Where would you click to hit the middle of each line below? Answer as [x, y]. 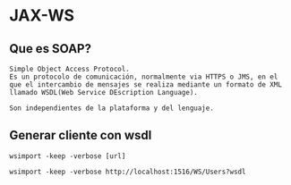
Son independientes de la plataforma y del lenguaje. [112, 108]
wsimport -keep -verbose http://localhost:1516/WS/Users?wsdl [128, 172]
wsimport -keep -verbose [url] [68, 156]
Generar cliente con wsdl [81, 135]
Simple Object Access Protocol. [69, 69]
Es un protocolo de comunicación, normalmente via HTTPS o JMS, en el [144, 77]
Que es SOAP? [51, 49]
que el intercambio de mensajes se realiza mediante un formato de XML [145, 85]
